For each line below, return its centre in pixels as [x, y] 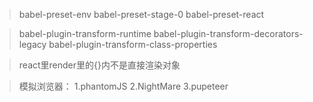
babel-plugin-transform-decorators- [228, 33]
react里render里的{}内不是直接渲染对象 [99, 65]
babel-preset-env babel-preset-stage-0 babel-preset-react [141, 14]
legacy [32, 44]
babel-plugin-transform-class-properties [133, 44]
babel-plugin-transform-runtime [85, 33]
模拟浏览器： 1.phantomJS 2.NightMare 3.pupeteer [123, 86]
